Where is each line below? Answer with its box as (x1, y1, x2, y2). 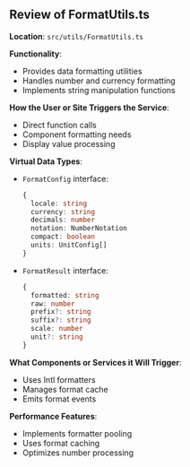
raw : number (30, 299, 75, 308)
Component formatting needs (22, 129, 132, 140)
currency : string (30, 207, 96, 216)
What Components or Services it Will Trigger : (9, 357, 182, 368)
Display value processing (22, 138, 116, 149)
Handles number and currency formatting (22, 75, 177, 86)
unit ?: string (30, 333, 83, 342)
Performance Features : (9, 411, 98, 421)
